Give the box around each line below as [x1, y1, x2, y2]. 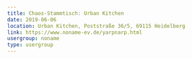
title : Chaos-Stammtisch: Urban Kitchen [7, 9, 125, 17]
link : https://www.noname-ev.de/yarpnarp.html [7, 28, 143, 36]
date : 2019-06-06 [7, 16, 57, 23]
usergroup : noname [7, 35, 60, 42]
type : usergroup [7, 41, 53, 48]
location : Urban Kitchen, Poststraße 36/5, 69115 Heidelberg [7, 22, 186, 29]
